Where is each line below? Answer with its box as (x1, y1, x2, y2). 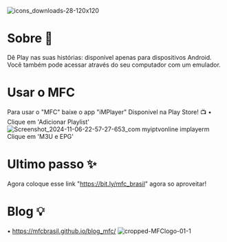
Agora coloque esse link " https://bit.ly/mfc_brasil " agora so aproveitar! (7, 179, 207, 188)
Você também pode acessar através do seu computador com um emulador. (7, 60, 221, 69)
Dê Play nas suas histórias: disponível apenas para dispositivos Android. (7, 53, 212, 61)
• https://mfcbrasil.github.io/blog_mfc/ (7, 227, 116, 235)
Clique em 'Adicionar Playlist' (7, 118, 90, 126)
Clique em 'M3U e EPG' (7, 132, 74, 140)
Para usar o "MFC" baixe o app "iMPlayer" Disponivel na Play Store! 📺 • (7, 107, 212, 116)
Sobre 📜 (7, 31, 53, 46)
